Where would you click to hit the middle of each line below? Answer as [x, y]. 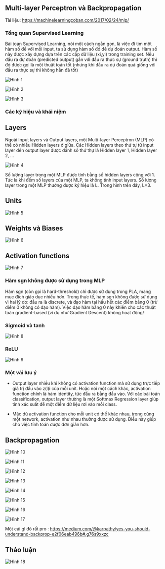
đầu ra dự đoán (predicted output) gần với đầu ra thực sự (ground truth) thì [81, 59]
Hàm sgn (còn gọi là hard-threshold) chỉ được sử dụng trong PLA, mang [78, 291]
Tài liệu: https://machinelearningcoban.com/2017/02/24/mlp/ [67, 20]
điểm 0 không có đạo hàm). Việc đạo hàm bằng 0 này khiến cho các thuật [81, 307]
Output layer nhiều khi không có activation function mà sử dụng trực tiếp [86, 383]
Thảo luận [21, 550]
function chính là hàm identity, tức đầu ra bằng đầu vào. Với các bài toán [86, 394]
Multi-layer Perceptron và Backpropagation [73, 8]
